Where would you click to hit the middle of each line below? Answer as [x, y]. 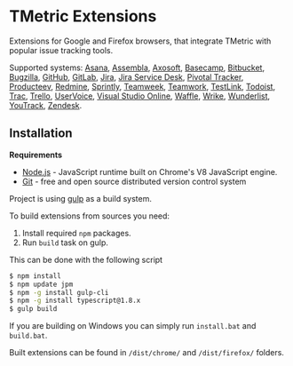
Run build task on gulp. [65, 243]
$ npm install [36, 276]
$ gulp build [33, 309]
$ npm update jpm [41, 284]
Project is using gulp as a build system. [81, 198]
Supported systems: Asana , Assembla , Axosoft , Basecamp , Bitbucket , [137, 68]
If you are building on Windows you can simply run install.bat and [133, 326]
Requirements [36, 155]
